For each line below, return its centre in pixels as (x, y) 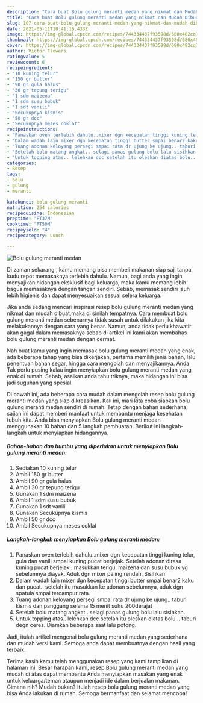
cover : (15, 46)
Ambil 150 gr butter (39, 474)
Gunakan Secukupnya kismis (52, 513)
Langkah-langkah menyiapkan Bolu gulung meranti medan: (83, 539)
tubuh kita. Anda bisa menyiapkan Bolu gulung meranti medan (84, 420)
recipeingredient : (30, 68)
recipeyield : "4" (29, 230)
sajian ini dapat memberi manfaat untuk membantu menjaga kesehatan (95, 413)
